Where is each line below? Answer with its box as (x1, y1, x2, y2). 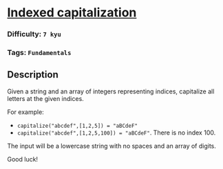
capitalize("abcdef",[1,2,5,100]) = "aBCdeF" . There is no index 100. (17, 128, 216, 137)
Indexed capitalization (7, 5, 137, 21)
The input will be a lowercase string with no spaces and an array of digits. (7, 142, 217, 150)
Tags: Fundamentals (7, 48, 72, 58)
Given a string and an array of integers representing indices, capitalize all (7, 87, 215, 95)
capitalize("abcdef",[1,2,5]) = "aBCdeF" (17, 122, 138, 129)
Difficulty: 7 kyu (7, 30, 62, 39)
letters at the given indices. (7, 94, 84, 102)
